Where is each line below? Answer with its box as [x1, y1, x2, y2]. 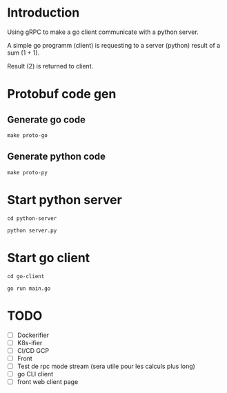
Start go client [7, 250, 90, 266]
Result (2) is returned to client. [7, 62, 94, 70]
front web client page [17, 377, 79, 385]
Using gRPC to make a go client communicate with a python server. [7, 28, 199, 36]
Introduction [7, 5, 80, 21]
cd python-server [7, 214, 57, 222]
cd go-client [7, 273, 45, 280]
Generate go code [7, 113, 86, 125]
